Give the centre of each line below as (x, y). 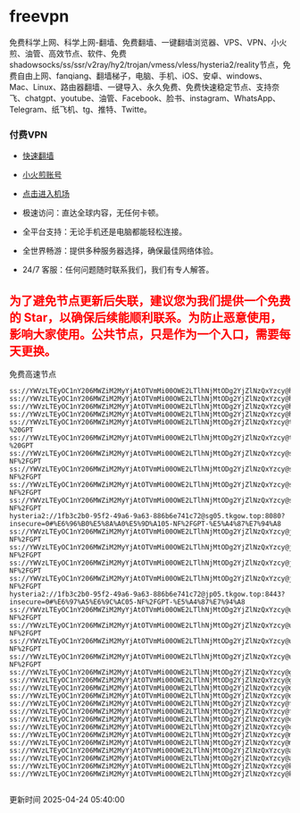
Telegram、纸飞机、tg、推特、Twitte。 (80, 109)
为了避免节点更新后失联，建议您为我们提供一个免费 (150, 301)
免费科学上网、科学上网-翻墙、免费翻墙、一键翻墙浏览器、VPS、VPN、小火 (148, 42)
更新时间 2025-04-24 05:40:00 (67, 800)
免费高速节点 (33, 374)
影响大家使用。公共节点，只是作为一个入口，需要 (144, 334)
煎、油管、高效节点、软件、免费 (68, 53)
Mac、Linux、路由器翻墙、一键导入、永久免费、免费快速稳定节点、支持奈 (145, 87)
